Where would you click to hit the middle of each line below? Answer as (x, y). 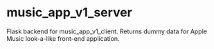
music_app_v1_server (69, 13)
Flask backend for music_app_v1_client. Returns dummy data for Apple (107, 31)
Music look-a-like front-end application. (63, 38)
